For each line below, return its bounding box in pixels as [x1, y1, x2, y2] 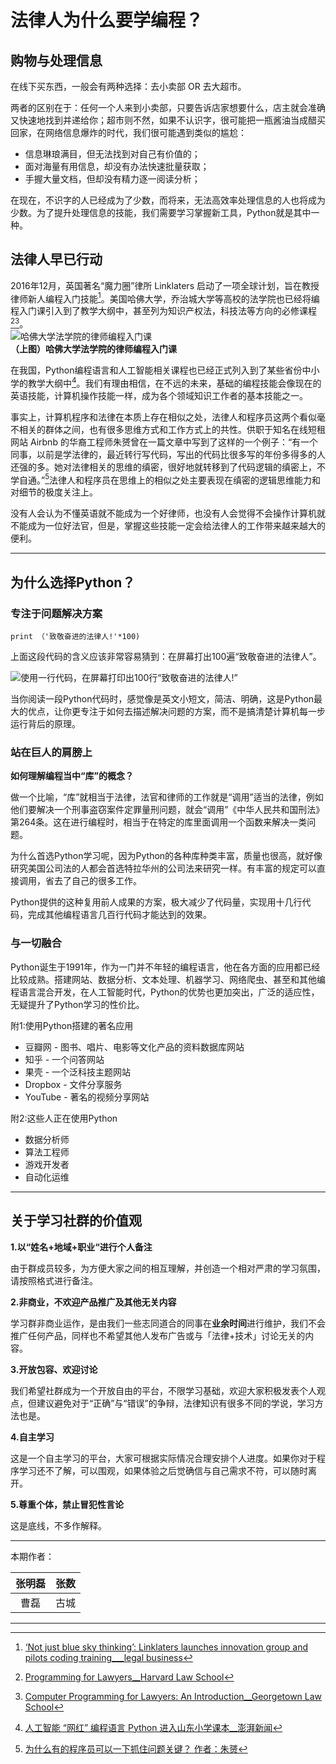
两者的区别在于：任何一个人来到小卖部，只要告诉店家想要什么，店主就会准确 [10, 102, 326, 113]
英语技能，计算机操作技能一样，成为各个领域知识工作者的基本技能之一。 [10, 389, 308, 401]
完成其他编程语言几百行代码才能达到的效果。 [27, 909, 212, 921]
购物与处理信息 [10, 52, 103, 69]
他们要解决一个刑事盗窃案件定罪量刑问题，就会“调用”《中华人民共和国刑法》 [10, 804, 325, 816]
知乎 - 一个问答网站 [24, 1053, 105, 1065]
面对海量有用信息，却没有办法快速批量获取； [24, 161, 210, 172]
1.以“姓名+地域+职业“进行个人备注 [10, 1241, 153, 1253]
